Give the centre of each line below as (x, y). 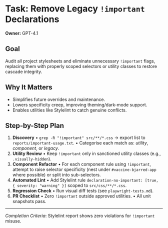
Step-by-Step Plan (34, 125)
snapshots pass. (29, 201)
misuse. (13, 221)
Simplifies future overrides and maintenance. (59, 99)
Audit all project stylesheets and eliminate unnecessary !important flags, (80, 61)
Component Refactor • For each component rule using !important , (82, 164)
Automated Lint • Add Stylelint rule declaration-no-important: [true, (85, 180)
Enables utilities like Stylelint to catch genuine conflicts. (69, 110)
